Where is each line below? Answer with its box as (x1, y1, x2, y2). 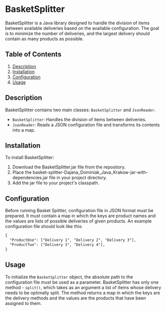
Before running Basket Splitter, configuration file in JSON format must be (5, 208, 154, 214)
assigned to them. (5, 300, 42, 306)
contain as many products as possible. (5, 36, 84, 42)
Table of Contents (5, 50, 62, 59)
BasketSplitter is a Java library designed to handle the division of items (5, 20, 150, 26)
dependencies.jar (12, 175, 49, 181)
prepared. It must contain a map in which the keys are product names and (5, 213, 156, 219)
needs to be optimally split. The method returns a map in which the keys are (5, 290, 160, 296)
